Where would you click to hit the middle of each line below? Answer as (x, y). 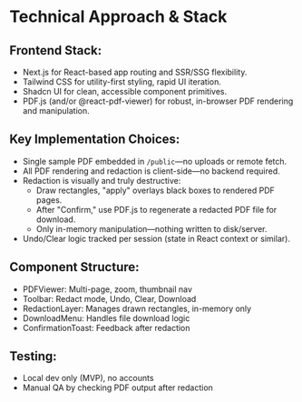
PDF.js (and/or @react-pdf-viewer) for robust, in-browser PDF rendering (158, 101)
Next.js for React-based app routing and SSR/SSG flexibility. (135, 72)
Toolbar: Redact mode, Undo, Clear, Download (109, 298)
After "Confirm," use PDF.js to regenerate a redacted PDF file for (156, 209)
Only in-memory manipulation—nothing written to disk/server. (151, 228)
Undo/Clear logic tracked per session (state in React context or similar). (156, 238)
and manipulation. (56, 111)
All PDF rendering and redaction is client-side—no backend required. (151, 171)
